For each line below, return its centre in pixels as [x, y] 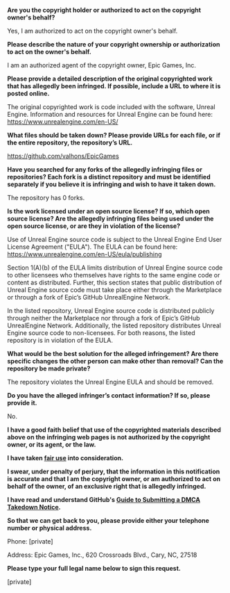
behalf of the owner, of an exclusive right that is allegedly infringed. [107, 486]
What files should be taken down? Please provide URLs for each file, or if [114, 135]
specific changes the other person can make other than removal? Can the [115, 361]
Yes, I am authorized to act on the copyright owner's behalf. [92, 31]
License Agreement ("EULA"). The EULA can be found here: [92, 247]
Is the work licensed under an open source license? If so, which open [108, 211]
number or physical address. [50, 528]
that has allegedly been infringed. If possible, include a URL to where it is [114, 86]
